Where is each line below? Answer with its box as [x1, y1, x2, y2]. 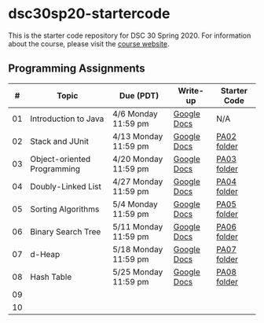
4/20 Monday [112, 153, 163, 164]
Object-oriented [30, 153, 91, 164]
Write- [178, 85, 204, 96]
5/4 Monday [112, 198, 159, 209]
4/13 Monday [112, 130, 163, 141]
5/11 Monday [112, 221, 163, 232]
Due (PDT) [119, 90, 159, 101]
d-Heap [30, 248, 60, 259]
